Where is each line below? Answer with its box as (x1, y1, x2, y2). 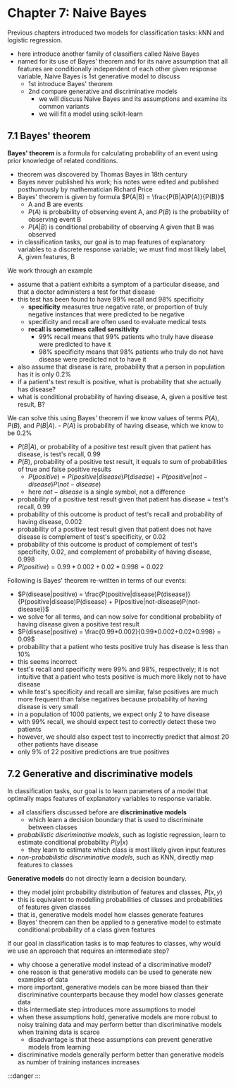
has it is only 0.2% (17, 369, 72, 379)
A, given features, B (17, 252, 75, 261)
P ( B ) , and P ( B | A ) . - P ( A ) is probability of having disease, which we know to (7, 421, 224, 429)
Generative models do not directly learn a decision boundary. (7, 874, 187, 882)
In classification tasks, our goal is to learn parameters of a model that (7, 786, 209, 795)
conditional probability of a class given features (17, 925, 156, 934)
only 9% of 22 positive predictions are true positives (17, 747, 170, 756)
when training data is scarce (17, 1028, 100, 1036)
